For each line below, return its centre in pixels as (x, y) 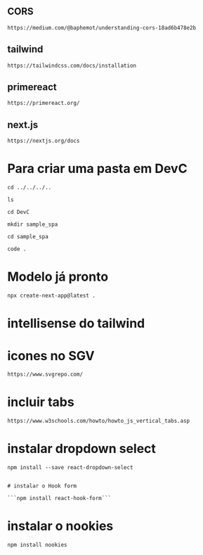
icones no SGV (51, 356)
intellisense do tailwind (76, 324)
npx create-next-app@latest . (52, 296)
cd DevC (19, 212)
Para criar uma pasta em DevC (97, 169)
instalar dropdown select (82, 449)
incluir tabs (41, 402)
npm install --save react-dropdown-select (70, 468)
